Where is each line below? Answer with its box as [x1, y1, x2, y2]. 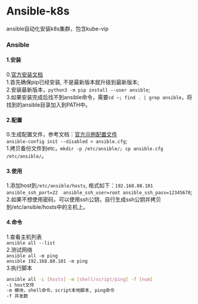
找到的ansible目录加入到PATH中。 [6, 101, 91, 108]
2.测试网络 [6, 246, 33, 253]
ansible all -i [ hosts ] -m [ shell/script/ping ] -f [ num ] [6, 276, 153, 282]
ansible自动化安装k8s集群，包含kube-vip [6, 25, 109, 32]
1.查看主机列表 [6, 233, 42, 240]
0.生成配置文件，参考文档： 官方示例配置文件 [6, 131, 117, 138]
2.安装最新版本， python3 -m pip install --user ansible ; [6, 86, 150, 93]
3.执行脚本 [6, 264, 33, 271]
